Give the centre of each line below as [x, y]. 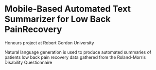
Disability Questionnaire [28, 62]
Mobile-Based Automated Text [68, 9]
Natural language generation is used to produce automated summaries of [78, 52]
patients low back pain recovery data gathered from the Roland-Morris [75, 57]
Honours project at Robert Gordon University [49, 42]
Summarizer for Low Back [58, 19]
